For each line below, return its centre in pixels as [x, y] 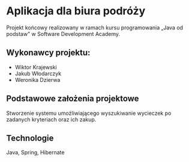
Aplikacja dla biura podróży [76, 11]
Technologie [30, 138]
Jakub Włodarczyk [38, 74]
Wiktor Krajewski [36, 67]
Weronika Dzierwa [37, 80]
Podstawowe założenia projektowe [73, 99]
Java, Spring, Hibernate [35, 152]
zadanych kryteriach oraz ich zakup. [51, 119]
